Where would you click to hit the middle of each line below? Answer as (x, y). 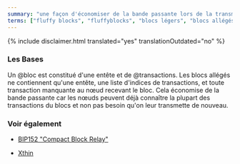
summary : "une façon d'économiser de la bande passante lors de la (110, 14)
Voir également (35, 123)
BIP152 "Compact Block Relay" (63, 139)
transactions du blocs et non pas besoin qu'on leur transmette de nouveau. (118, 105)
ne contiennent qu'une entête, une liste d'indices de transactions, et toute (116, 82)
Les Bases (26, 59)
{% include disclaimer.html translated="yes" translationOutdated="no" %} (116, 41)
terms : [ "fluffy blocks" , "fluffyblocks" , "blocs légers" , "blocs (108, 21)
